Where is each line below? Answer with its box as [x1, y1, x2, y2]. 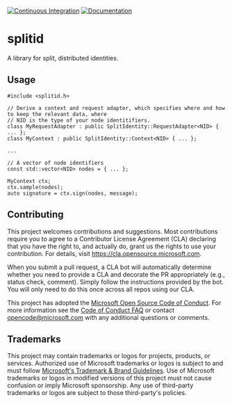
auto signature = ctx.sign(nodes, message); [7, 190, 138, 197]
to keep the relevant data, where [7, 111, 108, 118]
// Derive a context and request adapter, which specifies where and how [7, 104, 226, 111]
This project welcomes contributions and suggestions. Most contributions [7, 227, 218, 236]
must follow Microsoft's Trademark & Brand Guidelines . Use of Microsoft [7, 366, 215, 375]
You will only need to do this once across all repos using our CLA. [7, 285, 195, 293]
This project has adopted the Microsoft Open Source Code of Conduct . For [7, 298, 222, 307]
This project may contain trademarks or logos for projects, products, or [7, 352, 210, 360]
